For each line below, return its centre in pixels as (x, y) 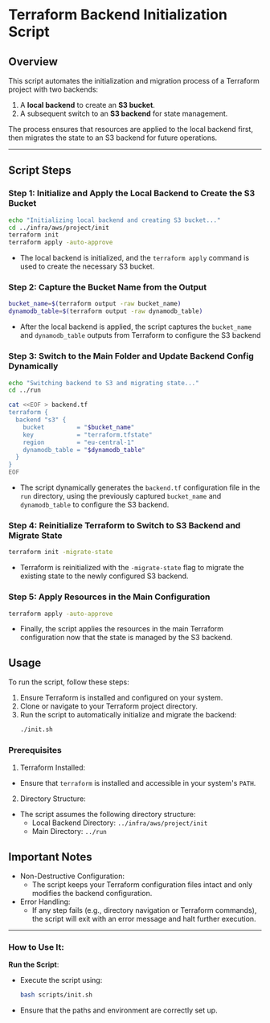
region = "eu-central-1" (79, 442)
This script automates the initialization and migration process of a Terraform (134, 81)
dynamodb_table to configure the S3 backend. (94, 505)
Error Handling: (45, 902)
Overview (33, 62)
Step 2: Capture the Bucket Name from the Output (108, 287)
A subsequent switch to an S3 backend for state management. (124, 113)
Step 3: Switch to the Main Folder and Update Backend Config (131, 356)
